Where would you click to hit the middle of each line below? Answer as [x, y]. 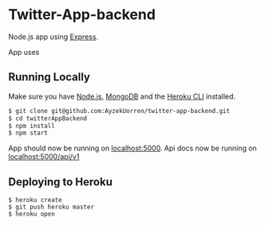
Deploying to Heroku [61, 182]
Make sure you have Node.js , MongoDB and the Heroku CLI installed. [122, 96]
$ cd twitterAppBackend [48, 118]
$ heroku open [32, 214]
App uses [24, 52]
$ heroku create [35, 201]
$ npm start [28, 133]
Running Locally [49, 77]
